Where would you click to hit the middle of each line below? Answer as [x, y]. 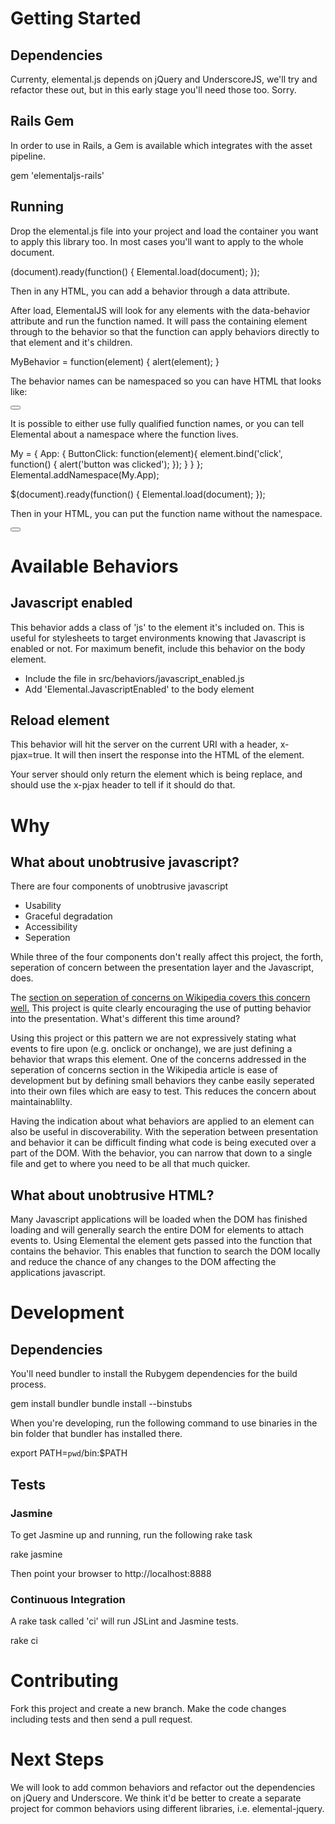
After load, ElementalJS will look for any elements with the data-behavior [160, 310]
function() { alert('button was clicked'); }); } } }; [106, 464]
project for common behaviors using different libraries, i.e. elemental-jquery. [167, 1809]
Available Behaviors [94, 566]
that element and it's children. [71, 342]
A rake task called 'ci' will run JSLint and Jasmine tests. [124, 1621]
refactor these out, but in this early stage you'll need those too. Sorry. [153, 90]
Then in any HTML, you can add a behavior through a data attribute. [150, 291]
